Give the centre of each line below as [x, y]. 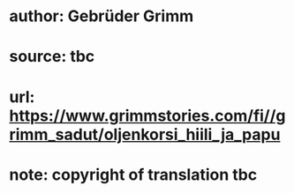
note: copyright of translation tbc [133, 174]
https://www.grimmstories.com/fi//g [147, 115]
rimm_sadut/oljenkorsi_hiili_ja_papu [145, 134]
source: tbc [52, 57]
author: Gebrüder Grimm [102, 16]
